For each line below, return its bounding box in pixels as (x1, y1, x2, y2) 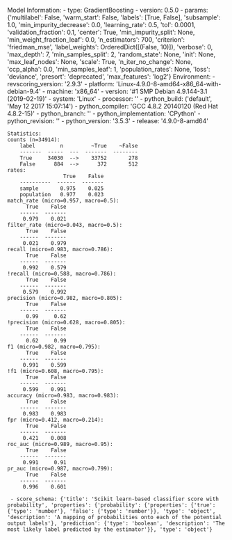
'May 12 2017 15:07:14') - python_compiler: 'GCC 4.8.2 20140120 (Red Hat (7, 102, 219, 110)
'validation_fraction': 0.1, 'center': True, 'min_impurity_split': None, (7, 28, 195, 36)
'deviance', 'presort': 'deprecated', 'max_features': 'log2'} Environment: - (7, 72, 215, 81)
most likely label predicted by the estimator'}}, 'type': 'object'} (7, 526, 213, 533)
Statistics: (7, 130, 42, 137)
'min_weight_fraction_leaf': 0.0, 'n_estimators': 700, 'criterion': (7, 35, 185, 44)
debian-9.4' (7, 87, 41, 95)
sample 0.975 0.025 (19, 185, 104, 192)
